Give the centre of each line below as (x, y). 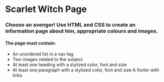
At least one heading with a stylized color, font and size (69, 65)
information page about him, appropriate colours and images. (82, 31)
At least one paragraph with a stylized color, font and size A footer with (86, 70)
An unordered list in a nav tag (43, 54)
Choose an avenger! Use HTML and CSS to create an (70, 25)
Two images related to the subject (47, 59)
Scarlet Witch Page (46, 9)
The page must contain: (31, 43)
